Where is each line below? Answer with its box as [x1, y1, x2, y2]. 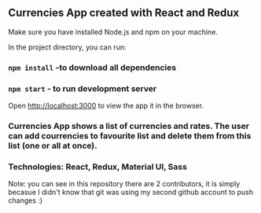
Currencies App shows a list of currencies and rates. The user [8, 120, 250, 131]
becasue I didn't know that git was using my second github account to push [8, 188, 254, 197]
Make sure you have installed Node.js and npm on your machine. [8, 27, 219, 36]
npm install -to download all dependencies [8, 62, 177, 73]
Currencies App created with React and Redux [8, 6, 240, 20]
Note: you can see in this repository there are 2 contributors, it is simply [8, 179, 241, 189]
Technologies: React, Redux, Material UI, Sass [8, 161, 187, 172]
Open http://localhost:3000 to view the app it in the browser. [8, 101, 204, 111]
